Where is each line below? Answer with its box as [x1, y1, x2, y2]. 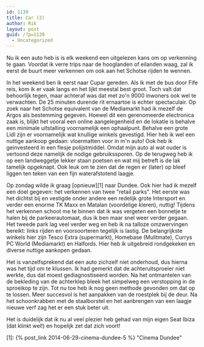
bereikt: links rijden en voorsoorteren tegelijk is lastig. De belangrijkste [6, 227, 183, 234]
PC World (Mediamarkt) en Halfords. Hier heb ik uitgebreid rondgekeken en [6, 240, 195, 247]
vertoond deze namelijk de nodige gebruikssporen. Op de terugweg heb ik [6, 150, 193, 158]
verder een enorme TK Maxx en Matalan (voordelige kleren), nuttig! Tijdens [6, 201, 195, 208]
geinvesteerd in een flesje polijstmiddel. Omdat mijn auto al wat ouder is [6, 144, 187, 151]
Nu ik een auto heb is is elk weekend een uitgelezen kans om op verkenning [6, 54, 197, 61]
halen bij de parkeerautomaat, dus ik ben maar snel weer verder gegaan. [6, 214, 189, 221]
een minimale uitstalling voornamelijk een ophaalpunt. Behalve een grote [6, 125, 189, 131]
